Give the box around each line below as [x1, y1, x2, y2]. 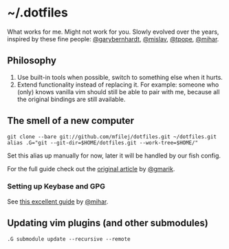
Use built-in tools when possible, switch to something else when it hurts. [17, 73, 223, 81]
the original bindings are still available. [17, 95, 126, 103]
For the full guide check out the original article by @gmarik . [7, 164, 175, 173]
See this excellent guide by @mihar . [7, 197, 109, 206]
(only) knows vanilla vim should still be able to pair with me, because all [17, 87, 220, 96]
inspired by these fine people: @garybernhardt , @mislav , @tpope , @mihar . [7, 34, 219, 43]
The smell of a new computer [7, 115, 135, 127]
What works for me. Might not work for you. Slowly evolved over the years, [7, 28, 219, 36]
